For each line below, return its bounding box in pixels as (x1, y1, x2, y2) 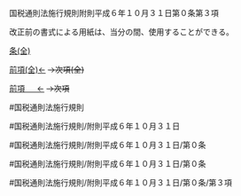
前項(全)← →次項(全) (9, 65, 85, 74)
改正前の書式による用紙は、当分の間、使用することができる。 (9, 27, 235, 37)
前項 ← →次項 (9, 83, 70, 93)
